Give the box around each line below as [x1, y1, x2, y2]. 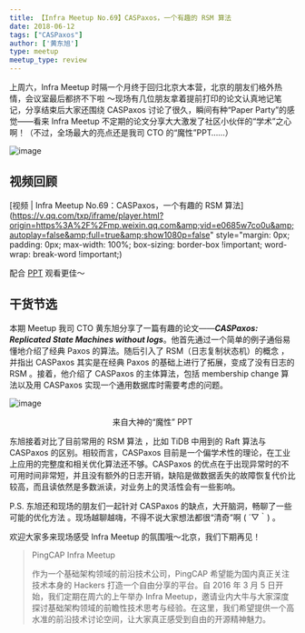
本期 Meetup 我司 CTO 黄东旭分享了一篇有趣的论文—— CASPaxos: [9, 322, 259, 333]
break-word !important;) [33, 248, 123, 259]
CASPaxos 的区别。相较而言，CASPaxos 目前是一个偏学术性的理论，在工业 [9, 447, 290, 457]
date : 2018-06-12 [9, 22, 75, 31]
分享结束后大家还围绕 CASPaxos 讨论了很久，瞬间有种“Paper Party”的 [25, 105, 288, 115]
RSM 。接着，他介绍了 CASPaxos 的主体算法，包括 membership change [9, 367, 280, 378]
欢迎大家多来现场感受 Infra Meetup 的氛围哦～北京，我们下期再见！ [9, 531, 261, 542]
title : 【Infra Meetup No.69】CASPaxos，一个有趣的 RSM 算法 [9, 13, 231, 23]
